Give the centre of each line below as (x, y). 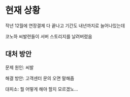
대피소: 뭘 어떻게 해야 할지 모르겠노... (42, 89)
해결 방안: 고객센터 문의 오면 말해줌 (40, 78)
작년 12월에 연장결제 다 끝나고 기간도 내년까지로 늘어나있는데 (65, 26)
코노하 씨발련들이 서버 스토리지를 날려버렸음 (49, 36)
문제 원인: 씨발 (20, 67)
